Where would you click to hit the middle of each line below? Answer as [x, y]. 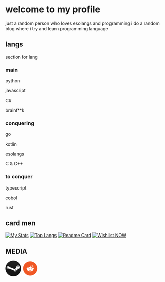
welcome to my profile [53, 9]
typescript [16, 187]
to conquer [19, 177]
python [13, 81]
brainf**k [15, 110]
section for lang [21, 57]
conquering [20, 123]
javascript [16, 91]
